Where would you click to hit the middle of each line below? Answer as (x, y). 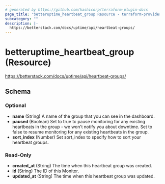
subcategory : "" (22, 19)
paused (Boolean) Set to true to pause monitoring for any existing (79, 121)
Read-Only (18, 155)
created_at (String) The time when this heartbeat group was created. (82, 166)
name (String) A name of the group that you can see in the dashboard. (83, 116)
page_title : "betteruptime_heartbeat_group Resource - (62, 14)
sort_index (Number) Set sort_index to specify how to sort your (77, 137)
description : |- (22, 23)
